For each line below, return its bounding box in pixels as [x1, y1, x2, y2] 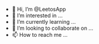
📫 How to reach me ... [11, 32, 68, 38]
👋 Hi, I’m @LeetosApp [11, 6, 66, 12]
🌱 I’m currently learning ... [11, 18, 76, 25]
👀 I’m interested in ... [11, 12, 63, 19]
